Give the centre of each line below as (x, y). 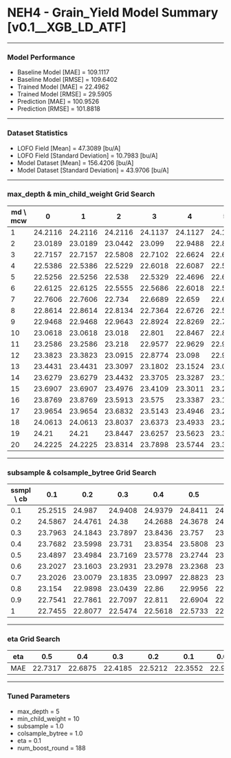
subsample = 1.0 (40, 726)
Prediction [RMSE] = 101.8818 (59, 109)
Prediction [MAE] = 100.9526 (58, 102)
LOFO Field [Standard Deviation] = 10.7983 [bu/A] (87, 155)
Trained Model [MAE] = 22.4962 (63, 87)
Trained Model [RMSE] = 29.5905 (64, 94)
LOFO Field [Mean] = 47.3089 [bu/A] (69, 148)
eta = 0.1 (29, 740)
